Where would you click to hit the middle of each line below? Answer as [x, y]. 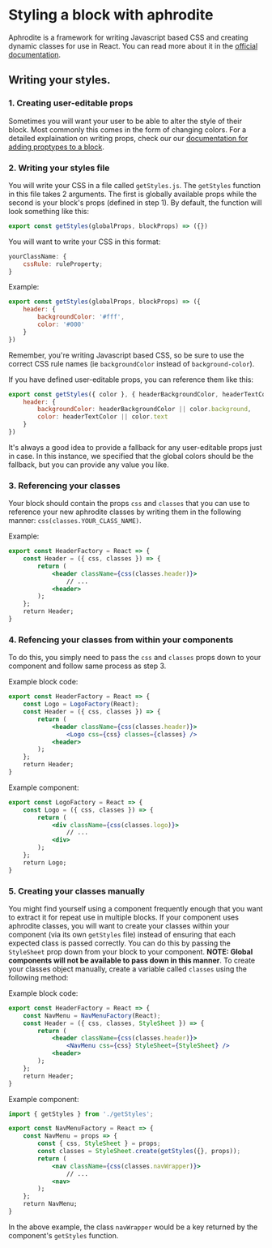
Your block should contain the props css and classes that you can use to [129, 504]
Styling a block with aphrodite [111, 15]
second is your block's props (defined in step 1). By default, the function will [135, 202]
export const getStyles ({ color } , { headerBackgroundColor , [114, 394]
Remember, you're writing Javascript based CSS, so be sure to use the [126, 355]
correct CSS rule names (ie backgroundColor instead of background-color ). [132, 363]
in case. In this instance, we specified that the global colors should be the [131, 456]
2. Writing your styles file [59, 168]
